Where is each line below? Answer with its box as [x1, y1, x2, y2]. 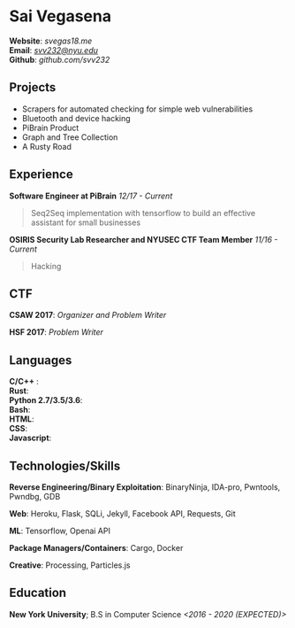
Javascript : [9, 432, 52, 444]
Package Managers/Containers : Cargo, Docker [9, 543, 184, 553]
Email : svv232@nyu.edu [9, 44, 99, 55]
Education [9, 585, 67, 601]
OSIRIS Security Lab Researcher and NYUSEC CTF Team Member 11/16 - [9, 234, 278, 244]
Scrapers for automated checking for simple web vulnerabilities [21, 104, 253, 114]
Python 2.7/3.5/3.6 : [9, 395, 83, 406]
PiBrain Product [21, 122, 79, 133]
